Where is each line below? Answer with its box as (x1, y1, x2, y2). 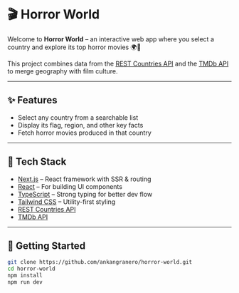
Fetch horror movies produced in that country (17, 128, 152, 137)
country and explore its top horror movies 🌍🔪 (7, 43, 142, 51)
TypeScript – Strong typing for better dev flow (17, 190, 153, 198)
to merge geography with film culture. (7, 66, 119, 76)
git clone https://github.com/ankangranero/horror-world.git (7, 259, 193, 266)
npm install (7, 272, 43, 279)
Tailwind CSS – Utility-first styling (17, 197, 116, 206)
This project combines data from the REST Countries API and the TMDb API (7, 59, 229, 68)
